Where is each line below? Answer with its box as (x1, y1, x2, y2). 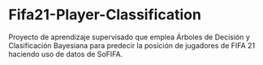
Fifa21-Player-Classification (8, 6, 201, 24)
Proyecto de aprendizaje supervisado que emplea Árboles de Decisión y (8, 32, 250, 42)
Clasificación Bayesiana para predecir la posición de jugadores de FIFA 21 (8, 40, 256, 50)
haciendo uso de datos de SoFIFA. (8, 49, 123, 59)
